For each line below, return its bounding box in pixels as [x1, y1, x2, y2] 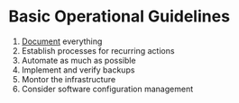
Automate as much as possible [21, 55, 136, 65]
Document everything [21, 36, 103, 47]
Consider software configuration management [21, 83, 194, 94]
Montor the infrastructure [21, 73, 116, 84]
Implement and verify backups [21, 64, 135, 75]
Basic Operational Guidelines [8, 6, 231, 27]
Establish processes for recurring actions [21, 45, 175, 56]
